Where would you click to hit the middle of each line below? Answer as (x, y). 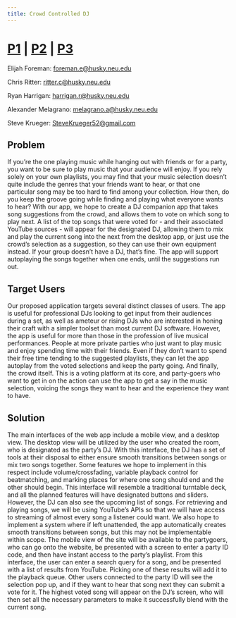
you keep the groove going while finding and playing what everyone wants (115, 199)
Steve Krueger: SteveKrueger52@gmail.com (72, 123)
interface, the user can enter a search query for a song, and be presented (114, 562)
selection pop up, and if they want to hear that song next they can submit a (116, 585)
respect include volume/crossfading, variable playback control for (103, 472)
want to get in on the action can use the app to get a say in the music (107, 381)
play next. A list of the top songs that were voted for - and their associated (115, 222)
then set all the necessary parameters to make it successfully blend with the (118, 599)
